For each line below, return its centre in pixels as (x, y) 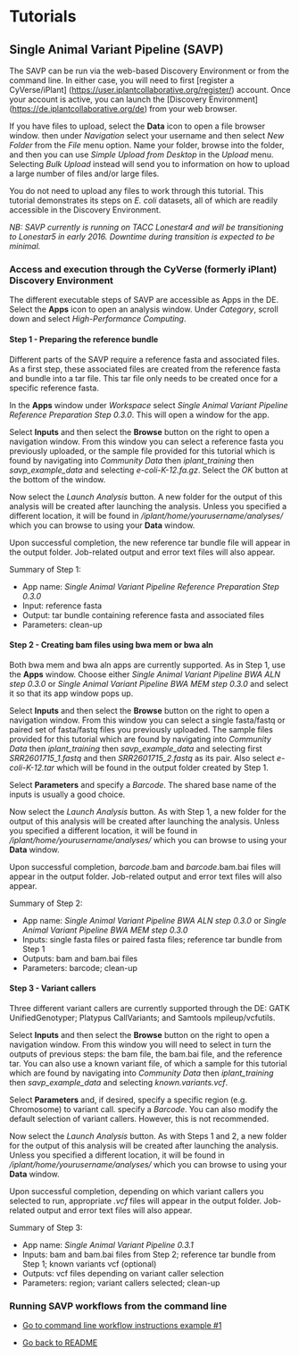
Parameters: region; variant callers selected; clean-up (121, 1283)
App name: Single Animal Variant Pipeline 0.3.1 (108, 1244)
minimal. (25, 246)
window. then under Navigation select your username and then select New (147, 135)
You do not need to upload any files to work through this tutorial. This (137, 191)
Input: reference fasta (62, 606)
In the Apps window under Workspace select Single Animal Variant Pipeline (149, 405)
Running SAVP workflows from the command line (118, 1306)
